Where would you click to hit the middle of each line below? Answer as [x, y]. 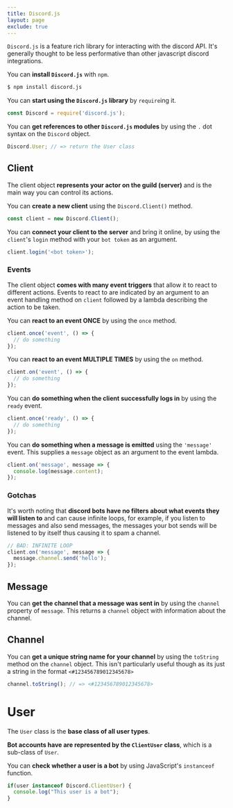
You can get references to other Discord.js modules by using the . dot [110, 126]
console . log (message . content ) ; [59, 471]
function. [20, 773]
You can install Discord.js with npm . [58, 74]
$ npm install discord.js [44, 88]
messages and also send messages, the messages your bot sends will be [112, 525]
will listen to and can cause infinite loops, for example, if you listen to [106, 518]
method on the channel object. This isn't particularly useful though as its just [116, 663]
